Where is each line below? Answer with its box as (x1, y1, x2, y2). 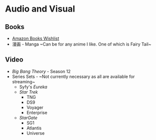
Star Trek (19, 89, 38, 95)
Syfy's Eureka (19, 84, 47, 90)
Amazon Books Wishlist (12, 35, 60, 41)
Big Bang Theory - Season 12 (12, 68, 71, 74)
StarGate (19, 115, 38, 121)
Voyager (26, 104, 44, 110)
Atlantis (26, 125, 42, 131)
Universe (26, 130, 45, 136)
